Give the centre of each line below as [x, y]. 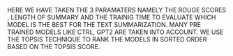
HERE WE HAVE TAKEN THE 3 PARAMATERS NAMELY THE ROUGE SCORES [117, 10]
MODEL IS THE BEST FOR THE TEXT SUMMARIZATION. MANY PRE [104, 25]
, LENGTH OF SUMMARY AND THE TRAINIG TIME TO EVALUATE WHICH [112, 17]
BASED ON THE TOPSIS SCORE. [54, 47]
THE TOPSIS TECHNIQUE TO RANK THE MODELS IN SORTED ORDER [107, 39]
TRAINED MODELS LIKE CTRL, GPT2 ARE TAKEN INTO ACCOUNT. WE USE [115, 32]
